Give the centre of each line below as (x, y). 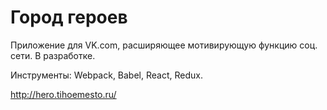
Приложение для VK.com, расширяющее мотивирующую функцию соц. (164, 45)
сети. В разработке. (53, 55)
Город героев (69, 17)
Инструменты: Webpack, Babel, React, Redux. (106, 75)
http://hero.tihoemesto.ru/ (63, 94)
